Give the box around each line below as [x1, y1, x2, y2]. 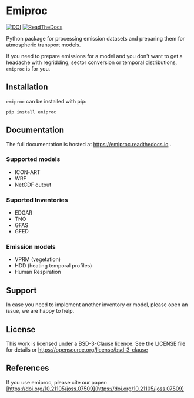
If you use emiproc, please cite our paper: [6, 379, 108, 386]
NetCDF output [14, 181, 52, 188]
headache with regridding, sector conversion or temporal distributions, [6, 59, 178, 66]
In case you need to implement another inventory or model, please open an [6, 301, 188, 308]
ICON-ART [14, 169, 41, 176]
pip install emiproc [6, 109, 57, 115]
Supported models [6, 155, 61, 163]
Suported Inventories [6, 196, 68, 204]
